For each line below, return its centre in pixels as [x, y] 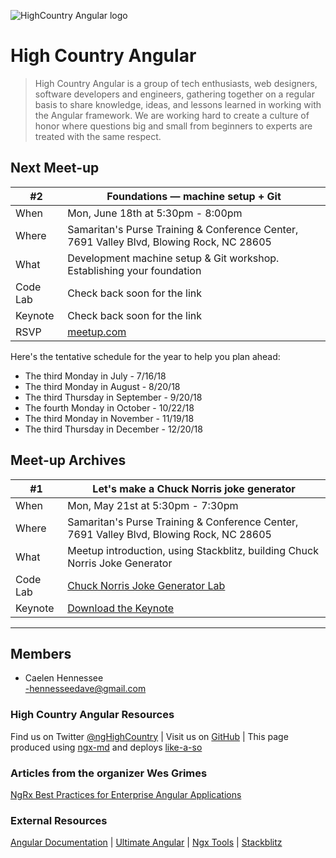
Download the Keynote [121, 608]
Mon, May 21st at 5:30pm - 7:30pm [153, 505]
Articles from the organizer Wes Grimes [109, 773]
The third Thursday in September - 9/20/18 [113, 397]
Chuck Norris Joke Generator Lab [146, 585]
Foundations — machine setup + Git [194, 196]
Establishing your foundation [134, 270]
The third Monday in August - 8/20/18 [102, 386]
